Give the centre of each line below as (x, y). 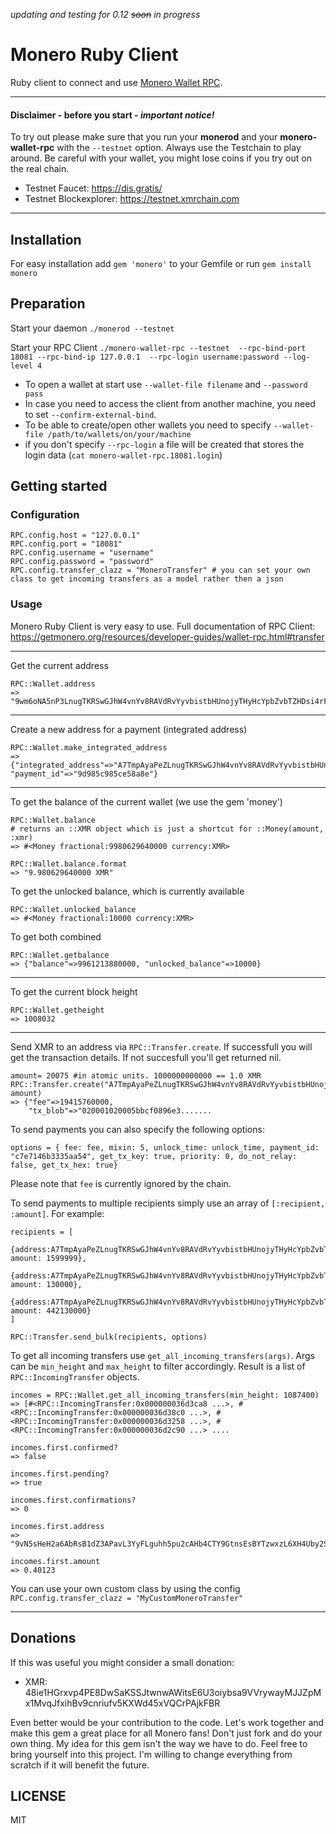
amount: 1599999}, (48, 1258)
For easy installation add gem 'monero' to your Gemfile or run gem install (161, 263)
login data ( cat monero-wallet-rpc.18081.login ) (123, 455)
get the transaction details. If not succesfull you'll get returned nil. (146, 1057)
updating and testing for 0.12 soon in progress (105, 14)
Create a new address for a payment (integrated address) (129, 729)
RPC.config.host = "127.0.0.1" (75, 535)
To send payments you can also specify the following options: (137, 1129)
